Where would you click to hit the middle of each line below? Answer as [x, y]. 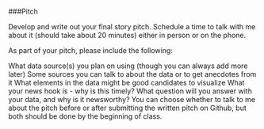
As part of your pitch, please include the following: [90, 50]
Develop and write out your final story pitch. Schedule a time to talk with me [132, 27]
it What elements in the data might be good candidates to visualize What [126, 83]
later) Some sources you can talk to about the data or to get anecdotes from [132, 74]
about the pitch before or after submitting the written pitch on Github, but [128, 108]
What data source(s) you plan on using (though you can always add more [128, 66]
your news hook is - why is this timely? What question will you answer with [130, 91]
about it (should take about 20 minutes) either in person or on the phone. [127, 35]
